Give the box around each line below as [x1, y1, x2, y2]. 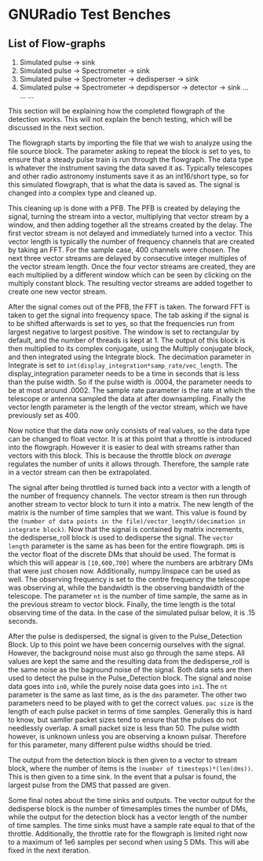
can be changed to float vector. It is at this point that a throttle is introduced [8, 434, 253, 443]
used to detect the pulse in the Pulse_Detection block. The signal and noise [8, 673, 252, 683]
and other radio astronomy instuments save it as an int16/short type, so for [8, 171, 250, 181]
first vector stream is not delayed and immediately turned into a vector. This [8, 229, 253, 237]
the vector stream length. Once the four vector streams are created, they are [8, 262, 256, 271]
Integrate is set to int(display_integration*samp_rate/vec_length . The [8, 361, 238, 370]
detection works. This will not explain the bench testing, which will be [8, 115, 233, 123]
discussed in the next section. [8, 123, 105, 132]
